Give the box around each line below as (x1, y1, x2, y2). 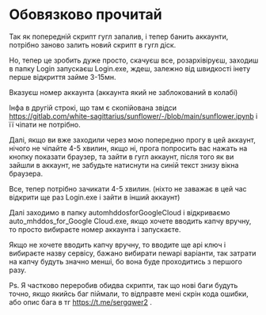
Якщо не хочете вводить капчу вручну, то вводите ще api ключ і (9, 240, 226, 249)
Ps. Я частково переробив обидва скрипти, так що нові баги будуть (9, 280, 238, 290)
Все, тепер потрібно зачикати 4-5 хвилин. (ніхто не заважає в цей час (9, 184, 248, 193)
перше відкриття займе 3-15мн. (9, 72, 116, 82)
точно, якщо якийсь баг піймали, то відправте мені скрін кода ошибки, (9, 289, 249, 298)
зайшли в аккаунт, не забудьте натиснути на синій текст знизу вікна (9, 160, 239, 169)
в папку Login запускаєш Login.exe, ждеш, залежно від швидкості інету (9, 63, 251, 73)
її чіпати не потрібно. (9, 120, 82, 129)
